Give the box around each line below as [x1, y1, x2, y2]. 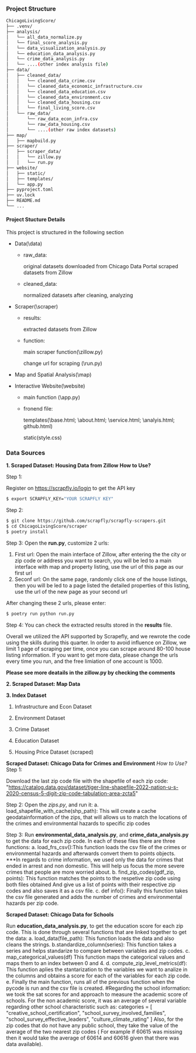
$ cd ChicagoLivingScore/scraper [6, 524, 88, 529]
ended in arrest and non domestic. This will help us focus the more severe [6, 862, 185, 869]
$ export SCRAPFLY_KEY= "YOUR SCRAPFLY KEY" [6, 496, 114, 502]
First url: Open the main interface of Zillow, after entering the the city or [14, 551, 187, 558]
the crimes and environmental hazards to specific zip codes [6, 819, 150, 827]
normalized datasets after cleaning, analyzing [23, 292, 133, 299]
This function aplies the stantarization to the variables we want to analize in [6, 966, 188, 973]
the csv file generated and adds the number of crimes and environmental [6, 893, 183, 900]
